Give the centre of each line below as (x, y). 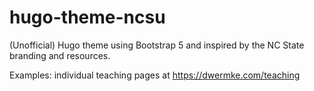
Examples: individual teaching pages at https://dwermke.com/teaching (155, 75)
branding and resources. (60, 55)
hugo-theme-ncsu (87, 17)
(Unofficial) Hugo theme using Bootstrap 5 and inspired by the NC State (157, 45)
